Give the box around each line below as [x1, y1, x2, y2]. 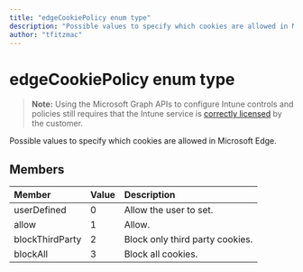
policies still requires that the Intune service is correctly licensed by [31, 108, 282, 119]
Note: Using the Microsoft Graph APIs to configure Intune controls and [31, 98, 294, 109]
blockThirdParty [14, 233, 82, 246]
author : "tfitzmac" [9, 30, 83, 39]
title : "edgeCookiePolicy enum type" [9, 13, 151, 23]
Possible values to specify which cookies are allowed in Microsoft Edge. [9, 136, 277, 146]
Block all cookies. [124, 248, 198, 260]
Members [9, 162, 65, 177]
